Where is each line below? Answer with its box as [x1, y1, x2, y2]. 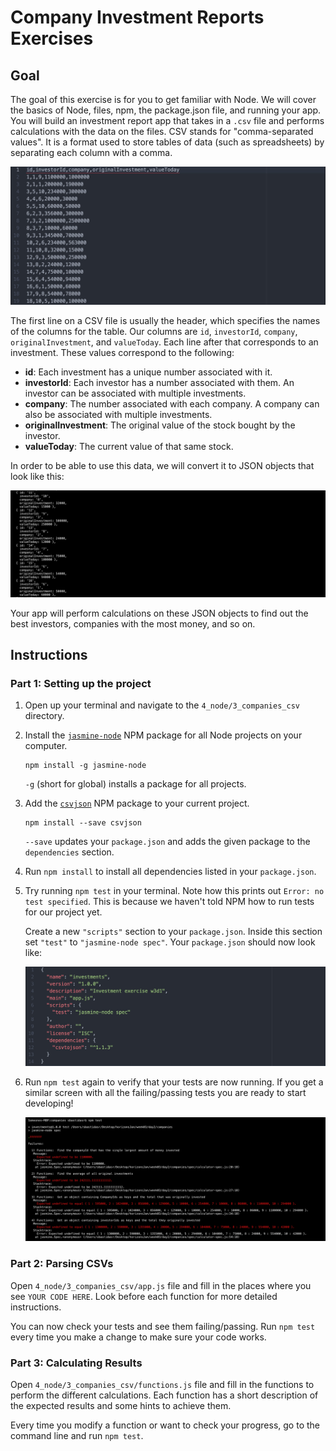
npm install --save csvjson [24, 818, 142, 828]
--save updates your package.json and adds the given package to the [24, 836, 311, 848]
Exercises [10, 27, 94, 50]
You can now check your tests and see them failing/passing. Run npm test [10, 1320, 316, 1332]
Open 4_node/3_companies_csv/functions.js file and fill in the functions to [10, 1378, 315, 1390]
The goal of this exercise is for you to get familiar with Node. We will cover [10, 94, 317, 105]
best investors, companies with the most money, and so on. [10, 617, 256, 630]
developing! [24, 1097, 74, 1110]
